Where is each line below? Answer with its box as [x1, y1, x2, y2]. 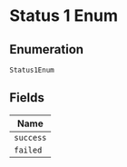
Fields [9, 90, 45, 105]
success [14, 133, 47, 142]
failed [14, 144, 43, 155]
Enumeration [9, 42, 84, 57]
